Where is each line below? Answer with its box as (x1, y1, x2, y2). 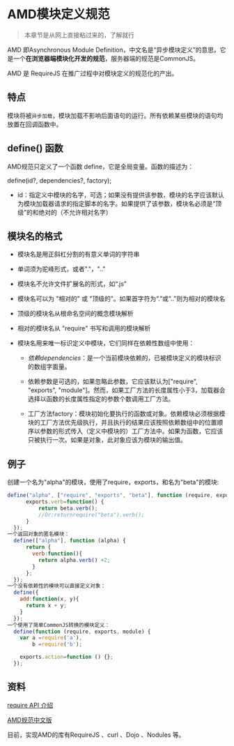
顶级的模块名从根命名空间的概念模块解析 (17, 310, 134, 318)
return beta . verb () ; (38, 505, 98, 512)
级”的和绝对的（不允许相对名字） (17, 208, 112, 216)
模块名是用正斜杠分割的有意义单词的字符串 (17, 250, 140, 259)
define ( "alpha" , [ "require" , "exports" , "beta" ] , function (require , (7, 492, 214, 499)
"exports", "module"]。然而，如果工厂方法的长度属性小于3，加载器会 (27, 386, 226, 395)
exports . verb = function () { (25, 498, 104, 505)
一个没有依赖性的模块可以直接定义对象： (7, 583, 106, 590)
